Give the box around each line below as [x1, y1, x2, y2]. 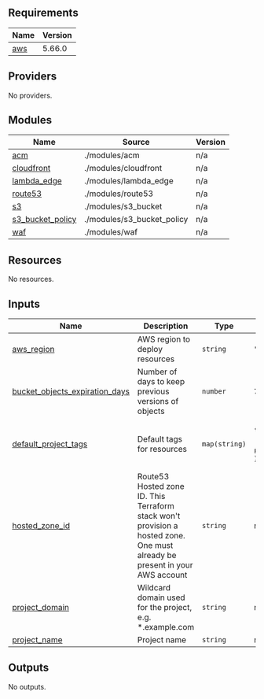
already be [137, 550, 177, 561]
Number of [137, 366, 178, 377]
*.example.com [137, 622, 195, 633]
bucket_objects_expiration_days [12, 386, 130, 397]
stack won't [137, 511, 181, 522]
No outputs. [8, 682, 46, 691]
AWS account [137, 570, 188, 581]
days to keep [137, 376, 185, 387]
